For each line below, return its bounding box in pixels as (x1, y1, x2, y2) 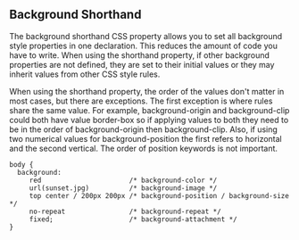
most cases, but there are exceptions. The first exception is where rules (9, 95, 273, 106)
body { (9, 160, 34, 169)
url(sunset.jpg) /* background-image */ (29, 183, 218, 193)
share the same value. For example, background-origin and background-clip (9, 104, 290, 115)
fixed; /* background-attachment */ (29, 214, 238, 224)
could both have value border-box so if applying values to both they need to (9, 114, 289, 125)
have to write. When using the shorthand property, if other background (9, 49, 270, 61)
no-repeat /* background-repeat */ (29, 207, 221, 216)
